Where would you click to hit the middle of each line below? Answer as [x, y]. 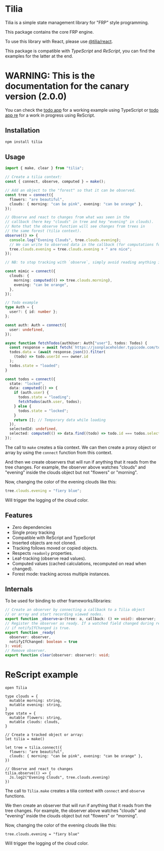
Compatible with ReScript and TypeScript [54, 537]
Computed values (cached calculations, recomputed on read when [79, 563]
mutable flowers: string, [36, 718]
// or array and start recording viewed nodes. [54, 614]
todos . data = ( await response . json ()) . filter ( [58, 352]
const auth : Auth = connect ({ [36, 325]
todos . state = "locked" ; [43, 411]
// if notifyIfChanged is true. [38, 628]
